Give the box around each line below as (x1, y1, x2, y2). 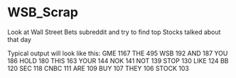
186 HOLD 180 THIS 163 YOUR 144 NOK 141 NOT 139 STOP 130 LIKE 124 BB (7, 56, 229, 65)
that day (7, 35, 32, 43)
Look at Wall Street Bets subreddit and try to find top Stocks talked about (7, 28, 221, 36)
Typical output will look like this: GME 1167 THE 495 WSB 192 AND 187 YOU (7, 49, 228, 57)
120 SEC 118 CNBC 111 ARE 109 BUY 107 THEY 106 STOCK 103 (7, 64, 190, 72)
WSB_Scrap (7, 4, 78, 21)
